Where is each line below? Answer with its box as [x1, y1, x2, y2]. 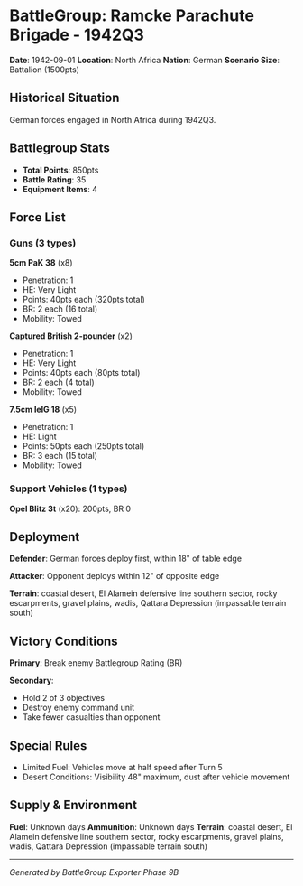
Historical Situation [9, 90, 120, 106]
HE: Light [22, 431, 57, 443]
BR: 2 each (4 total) [22, 377, 95, 388]
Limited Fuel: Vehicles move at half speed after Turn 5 [22, 761, 223, 772]
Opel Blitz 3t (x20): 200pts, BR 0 [9, 503, 132, 514]
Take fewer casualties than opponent [22, 712, 161, 723]
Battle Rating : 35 [22, 173, 87, 185]
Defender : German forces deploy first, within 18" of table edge [9, 553, 242, 564]
